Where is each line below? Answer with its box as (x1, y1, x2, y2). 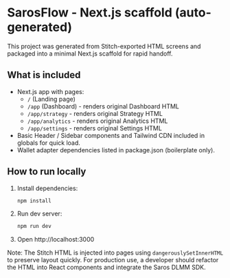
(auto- (174, 5, 211, 21)
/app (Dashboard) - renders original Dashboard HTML (27, 102, 180, 111)
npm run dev (16, 223, 51, 230)
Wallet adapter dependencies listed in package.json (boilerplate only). (16, 146, 215, 154)
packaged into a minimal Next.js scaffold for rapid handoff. (7, 49, 173, 58)
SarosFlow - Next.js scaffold (7, 5, 173, 21)
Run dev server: (16, 209, 62, 218)
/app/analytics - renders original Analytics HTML (27, 117, 168, 125)
